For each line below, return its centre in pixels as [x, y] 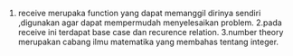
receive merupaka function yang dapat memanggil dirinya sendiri [139, 13]
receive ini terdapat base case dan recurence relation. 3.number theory [151, 32]
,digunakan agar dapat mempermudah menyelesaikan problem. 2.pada [150, 23]
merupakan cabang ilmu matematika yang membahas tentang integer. [148, 42]
